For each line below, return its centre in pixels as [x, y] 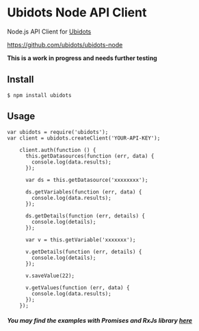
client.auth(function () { [58, 150]
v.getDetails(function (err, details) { [83, 252]
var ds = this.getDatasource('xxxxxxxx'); [87, 180]
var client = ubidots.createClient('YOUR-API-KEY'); [84, 138]
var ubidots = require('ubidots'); [58, 132]
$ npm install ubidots [39, 95]
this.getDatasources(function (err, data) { [90, 156]
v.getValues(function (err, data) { [77, 288]
